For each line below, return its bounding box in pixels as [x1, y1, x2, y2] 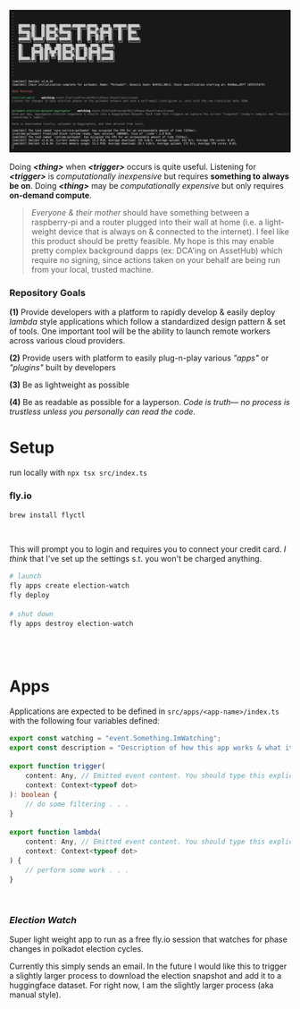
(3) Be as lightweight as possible [9, 379, 129, 390]
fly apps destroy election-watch [9, 619, 134, 628]
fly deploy [9, 591, 50, 600]
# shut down [9, 609, 54, 618]
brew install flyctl [9, 511, 87, 520]
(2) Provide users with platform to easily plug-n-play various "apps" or [9, 352, 270, 363]
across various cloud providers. [9, 335, 126, 346]
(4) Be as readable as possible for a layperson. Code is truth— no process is [9, 397, 290, 408]
